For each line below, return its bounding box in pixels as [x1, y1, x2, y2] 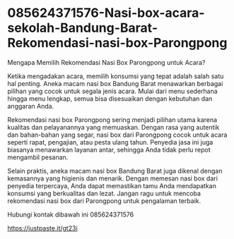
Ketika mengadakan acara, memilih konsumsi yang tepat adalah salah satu [7, 72, 224, 80]
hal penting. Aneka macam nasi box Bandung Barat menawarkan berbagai [7, 79, 223, 87]
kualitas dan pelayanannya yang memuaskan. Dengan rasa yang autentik [7, 123, 220, 131]
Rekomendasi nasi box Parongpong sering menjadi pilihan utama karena [7, 115, 218, 124]
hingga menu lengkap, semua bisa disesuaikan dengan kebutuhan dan [7, 94, 213, 103]
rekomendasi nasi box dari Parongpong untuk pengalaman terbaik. [7, 196, 201, 205]
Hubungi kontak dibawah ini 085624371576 [7, 210, 134, 219]
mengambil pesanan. [7, 153, 69, 161]
